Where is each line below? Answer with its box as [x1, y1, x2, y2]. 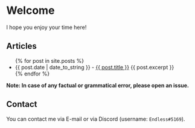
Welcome [6, 4, 55, 18]
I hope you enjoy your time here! [6, 24, 87, 31]
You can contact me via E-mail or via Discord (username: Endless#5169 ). [6, 115, 185, 123]
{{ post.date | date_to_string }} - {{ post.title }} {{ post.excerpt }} [14, 63, 174, 71]
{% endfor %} [14, 70, 50, 77]
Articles [6, 41, 37, 51]
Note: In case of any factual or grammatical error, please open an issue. [6, 82, 189, 89]
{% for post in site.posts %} [14, 57, 85, 64]
